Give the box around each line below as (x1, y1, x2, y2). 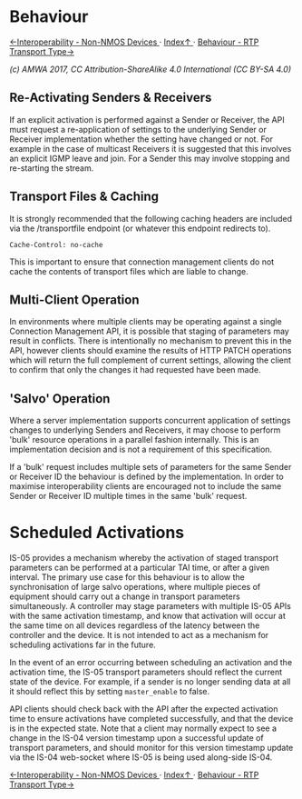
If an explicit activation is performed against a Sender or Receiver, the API (9, 114, 285, 125)
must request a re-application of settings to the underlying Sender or (9, 124, 268, 135)
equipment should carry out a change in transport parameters (9, 591, 240, 602)
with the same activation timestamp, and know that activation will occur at (9, 611, 286, 622)
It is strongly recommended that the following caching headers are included (9, 213, 293, 224)
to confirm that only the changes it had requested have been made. (9, 365, 261, 375)
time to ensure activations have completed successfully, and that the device (9, 714, 294, 724)
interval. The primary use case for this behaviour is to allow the (9, 572, 245, 583)
